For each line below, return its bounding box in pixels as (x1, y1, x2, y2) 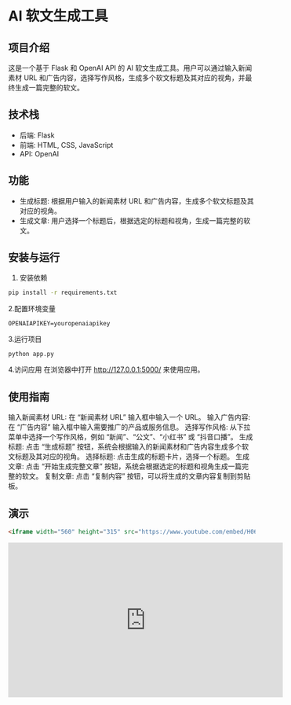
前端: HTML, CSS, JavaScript (19, 140, 114, 149)
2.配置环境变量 (8, 304, 56, 314)
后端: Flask (19, 130, 55, 140)
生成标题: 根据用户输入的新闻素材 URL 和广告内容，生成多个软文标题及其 (19, 196, 254, 205)
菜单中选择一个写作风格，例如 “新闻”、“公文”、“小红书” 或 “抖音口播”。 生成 (8, 432, 253, 442)
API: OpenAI (19, 149, 60, 158)
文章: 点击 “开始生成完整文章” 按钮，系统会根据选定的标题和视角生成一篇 (8, 461, 242, 472)
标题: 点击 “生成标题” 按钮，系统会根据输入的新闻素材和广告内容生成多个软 (8, 442, 249, 452)
